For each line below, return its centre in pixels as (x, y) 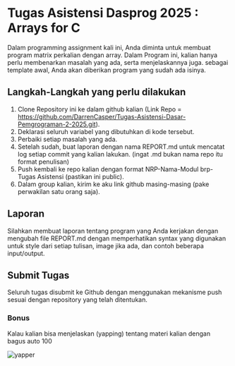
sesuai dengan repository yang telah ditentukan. (78, 300)
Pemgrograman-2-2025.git (57, 124)
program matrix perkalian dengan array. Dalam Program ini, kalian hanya (112, 55)
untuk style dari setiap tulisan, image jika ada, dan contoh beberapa (106, 245)
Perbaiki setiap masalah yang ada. (67, 139)
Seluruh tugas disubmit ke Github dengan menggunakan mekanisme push (115, 292)
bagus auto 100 (30, 341)
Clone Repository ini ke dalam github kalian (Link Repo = (100, 109)
